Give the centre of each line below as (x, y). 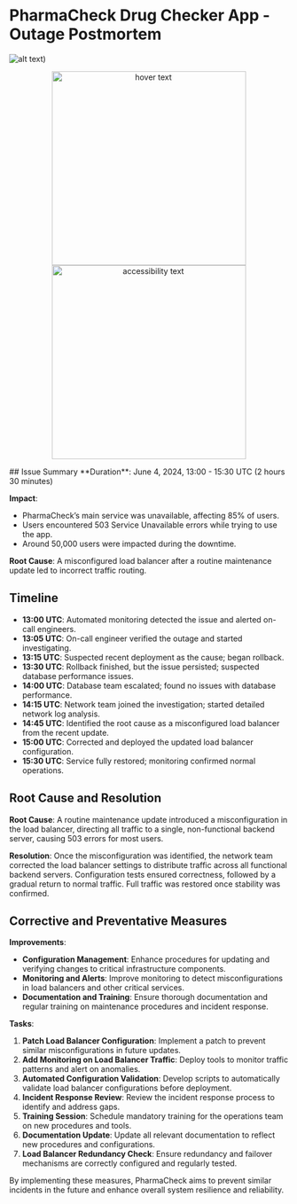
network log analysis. (61, 714)
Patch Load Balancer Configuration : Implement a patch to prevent (144, 1041)
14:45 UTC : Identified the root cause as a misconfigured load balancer (151, 723)
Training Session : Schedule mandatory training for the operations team (152, 1116)
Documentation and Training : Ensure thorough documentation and (145, 997)
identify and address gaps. (71, 1107)
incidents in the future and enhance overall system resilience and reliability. (147, 1190)
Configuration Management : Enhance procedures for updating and (146, 959)
